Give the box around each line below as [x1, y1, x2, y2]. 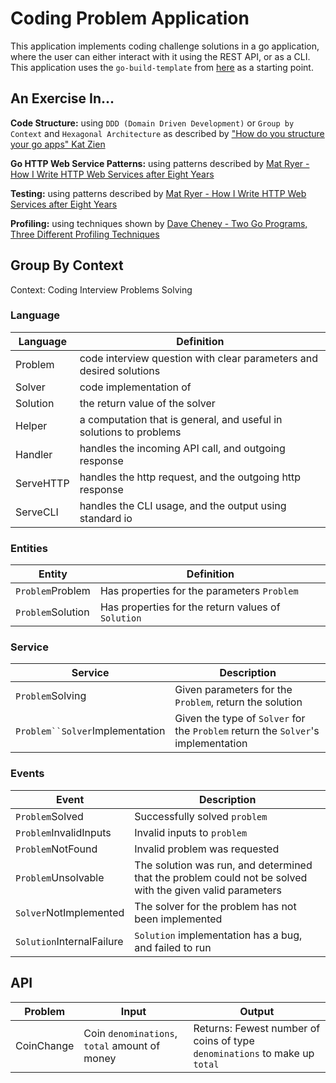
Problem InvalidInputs [15, 825, 112, 839]
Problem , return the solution [174, 695, 303, 709]
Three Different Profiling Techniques [10, 228, 160, 240]
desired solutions [79, 363, 161, 377]
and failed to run [134, 940, 212, 954]
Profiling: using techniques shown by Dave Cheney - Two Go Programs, [10, 217, 308, 229]
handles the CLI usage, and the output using [79, 498, 287, 512]
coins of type [193, 1033, 255, 1047]
